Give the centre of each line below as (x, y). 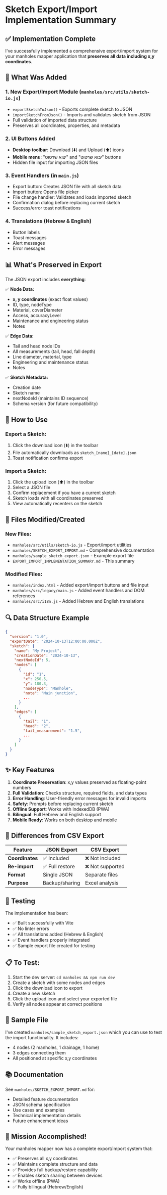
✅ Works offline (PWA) (36, 1181)
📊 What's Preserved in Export (54, 265)
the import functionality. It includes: (42, 1037)
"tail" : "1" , (37, 721)
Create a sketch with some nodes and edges (59, 983)
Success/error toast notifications (47, 208)
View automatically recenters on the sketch (57, 504)
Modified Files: (24, 574)
